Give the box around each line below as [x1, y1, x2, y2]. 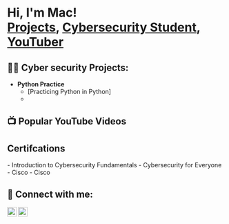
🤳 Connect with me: [7, 188, 93, 200]
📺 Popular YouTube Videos [7, 115, 126, 127]
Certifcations [7, 142, 66, 154]
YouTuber [7, 35, 64, 50]
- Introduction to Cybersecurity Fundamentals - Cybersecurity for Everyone [7, 161, 222, 169]
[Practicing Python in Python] [27, 88, 112, 95]
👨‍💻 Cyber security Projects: [7, 62, 129, 73]
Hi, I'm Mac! [7, 5, 77, 21]
